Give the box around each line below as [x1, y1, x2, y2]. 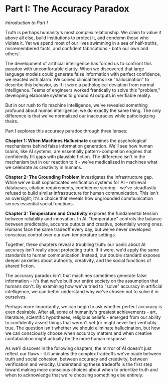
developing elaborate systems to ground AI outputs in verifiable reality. [5, 92, 151, 98]
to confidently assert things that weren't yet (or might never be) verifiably [5, 319, 157, 325]
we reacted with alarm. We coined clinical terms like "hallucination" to [5, 76, 149, 82]
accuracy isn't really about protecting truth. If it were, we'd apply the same [5, 246, 159, 252]
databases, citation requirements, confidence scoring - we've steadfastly [5, 184, 156, 191]
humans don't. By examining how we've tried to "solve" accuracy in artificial [5, 283, 163, 289]
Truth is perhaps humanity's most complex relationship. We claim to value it [5, 29, 161, 35]
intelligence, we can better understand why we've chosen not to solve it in [5, 288, 159, 294]
